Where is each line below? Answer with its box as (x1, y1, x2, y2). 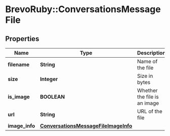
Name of (137, 58, 158, 65)
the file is (137, 94, 159, 100)
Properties (5, 34, 39, 43)
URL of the (137, 108, 163, 115)
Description (137, 50, 166, 56)
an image (137, 100, 159, 107)
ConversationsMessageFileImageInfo (39, 122, 133, 129)
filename (8, 61, 30, 68)
